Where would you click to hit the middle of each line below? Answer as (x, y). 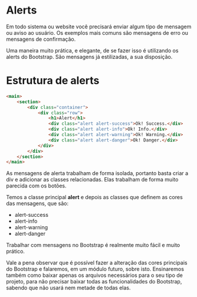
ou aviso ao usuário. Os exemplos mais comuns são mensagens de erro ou (97, 32)
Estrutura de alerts (53, 81)
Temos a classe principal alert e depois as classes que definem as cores (94, 197)
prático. (16, 252)
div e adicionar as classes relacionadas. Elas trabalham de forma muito (92, 180)
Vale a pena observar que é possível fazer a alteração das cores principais (97, 263)
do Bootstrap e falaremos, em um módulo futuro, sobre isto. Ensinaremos (95, 269)
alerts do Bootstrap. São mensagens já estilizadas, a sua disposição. (89, 57)
